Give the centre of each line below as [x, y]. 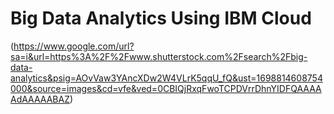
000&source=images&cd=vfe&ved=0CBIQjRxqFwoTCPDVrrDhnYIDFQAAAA [166, 88]
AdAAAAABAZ [40, 99]
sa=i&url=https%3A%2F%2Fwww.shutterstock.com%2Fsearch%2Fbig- [159, 56]
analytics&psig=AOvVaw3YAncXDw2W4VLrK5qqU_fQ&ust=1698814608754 [166, 78]
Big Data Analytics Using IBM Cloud [161, 18]
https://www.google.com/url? [74, 46]
